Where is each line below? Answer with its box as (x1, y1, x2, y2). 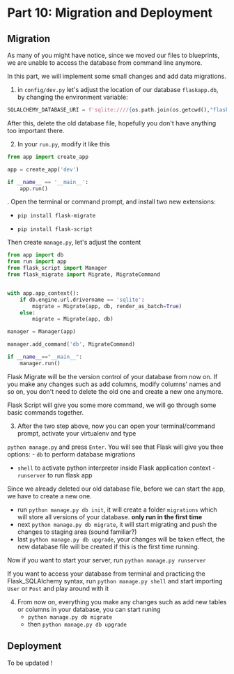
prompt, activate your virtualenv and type (17, 429, 136, 437)
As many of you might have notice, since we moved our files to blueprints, (7, 51, 220, 59)
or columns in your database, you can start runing (17, 605, 161, 613)
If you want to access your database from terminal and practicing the (7, 569, 205, 578)
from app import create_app (7, 153, 89, 160)
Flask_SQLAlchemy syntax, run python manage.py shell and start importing (7, 576, 223, 585)
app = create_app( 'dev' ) (7, 166, 79, 173)
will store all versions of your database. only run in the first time (17, 512, 203, 521)
